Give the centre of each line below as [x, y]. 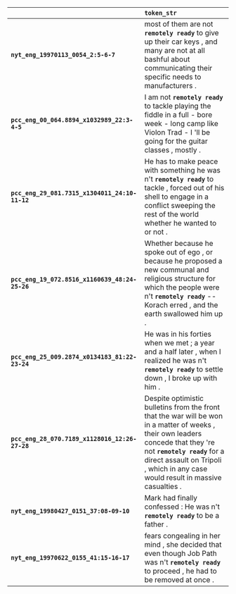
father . [156, 524]
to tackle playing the [178, 106]
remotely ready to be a [182, 515]
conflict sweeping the [180, 205]
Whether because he [179, 243]
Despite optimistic [174, 398]
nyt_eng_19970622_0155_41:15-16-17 [70, 558]
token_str [160, 13]
